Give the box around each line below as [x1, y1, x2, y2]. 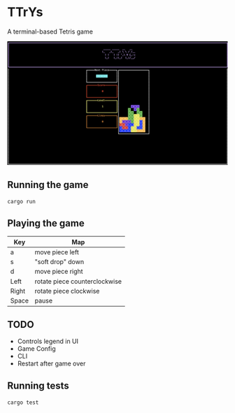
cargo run [7, 198, 36, 205]
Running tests [7, 379, 70, 391]
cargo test [7, 399, 39, 406]
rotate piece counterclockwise [34, 277, 122, 285]
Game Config [17, 345, 56, 353]
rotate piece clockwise [34, 287, 100, 295]
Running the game [7, 179, 89, 191]
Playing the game [7, 217, 85, 229]
